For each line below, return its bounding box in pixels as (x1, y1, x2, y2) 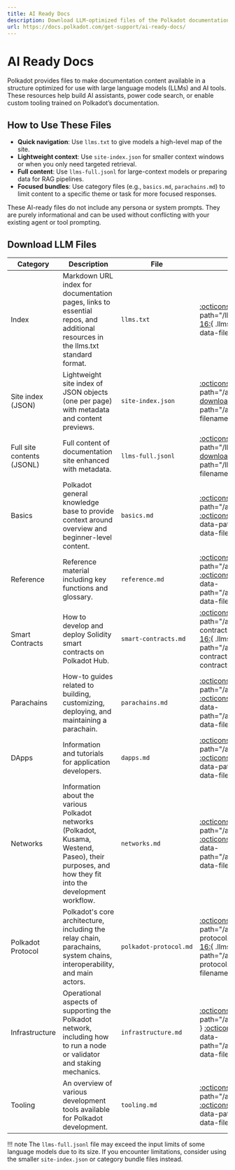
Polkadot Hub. (62, 656, 110, 665)
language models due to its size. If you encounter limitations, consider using (7, 1147, 227, 1155)
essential (62, 306, 92, 316)
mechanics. (62, 1066, 101, 1076)
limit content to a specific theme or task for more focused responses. (17, 190, 217, 198)
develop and (62, 621, 104, 630)
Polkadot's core (62, 907, 115, 917)
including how (62, 1031, 109, 1041)
